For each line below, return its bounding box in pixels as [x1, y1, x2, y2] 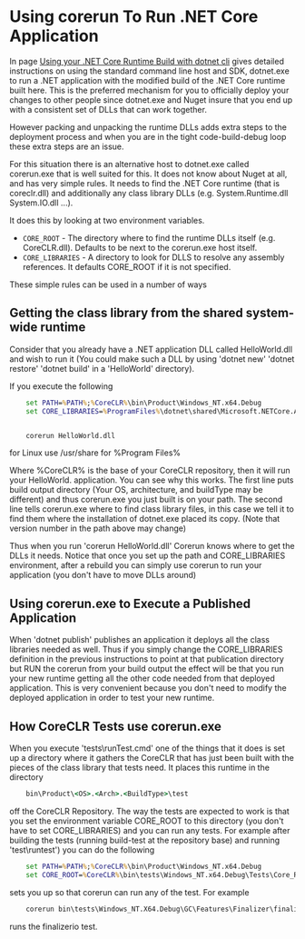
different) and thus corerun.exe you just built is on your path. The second [9, 494, 283, 505]
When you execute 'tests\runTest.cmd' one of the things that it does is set [9, 743, 286, 754]
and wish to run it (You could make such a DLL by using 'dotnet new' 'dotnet [9, 353, 295, 365]
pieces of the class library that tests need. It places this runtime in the [9, 762, 271, 773]
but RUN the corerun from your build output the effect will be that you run [9, 664, 284, 674]
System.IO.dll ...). [9, 197, 74, 208]
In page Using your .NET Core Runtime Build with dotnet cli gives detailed [9, 55, 284, 66]
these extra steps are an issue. [9, 141, 124, 152]
